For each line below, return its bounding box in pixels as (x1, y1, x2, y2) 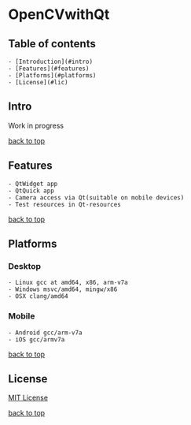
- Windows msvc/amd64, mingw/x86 (8, 285, 118, 293)
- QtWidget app (8, 180, 58, 188)
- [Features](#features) (8, 65, 90, 73)
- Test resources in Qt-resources (8, 200, 122, 208)
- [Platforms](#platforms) (8, 72, 97, 80)
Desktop (8, 260, 42, 271)
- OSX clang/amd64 (8, 293, 68, 300)
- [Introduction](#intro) (8, 58, 93, 65)
